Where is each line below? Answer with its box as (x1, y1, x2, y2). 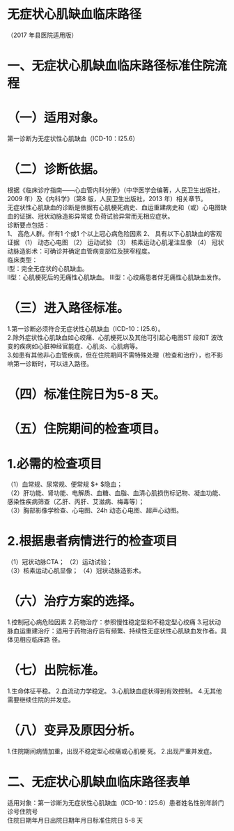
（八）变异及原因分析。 (7, 723, 142, 739)
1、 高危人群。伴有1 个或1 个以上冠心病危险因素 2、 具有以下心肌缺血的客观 (7, 230, 223, 237)
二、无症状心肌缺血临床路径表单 (7, 774, 191, 790)
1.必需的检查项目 (7, 455, 102, 471)
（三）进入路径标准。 (7, 300, 130, 316)
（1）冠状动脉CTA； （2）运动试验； (7, 558, 113, 566)
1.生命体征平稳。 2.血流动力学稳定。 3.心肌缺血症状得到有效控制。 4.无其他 (7, 687, 223, 696)
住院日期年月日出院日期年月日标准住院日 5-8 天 (7, 816, 143, 824)
